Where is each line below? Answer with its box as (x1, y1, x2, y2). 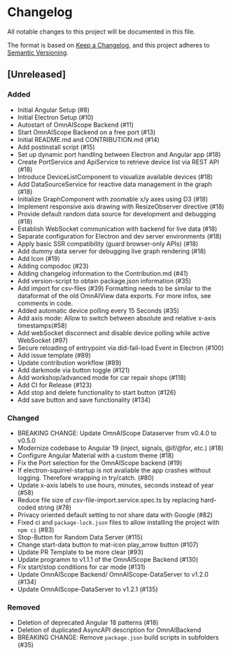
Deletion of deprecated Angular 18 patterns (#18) (17, 619, 159, 627)
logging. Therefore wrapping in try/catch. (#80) (17, 473, 154, 481)
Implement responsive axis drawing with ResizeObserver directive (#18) (17, 202, 225, 211)
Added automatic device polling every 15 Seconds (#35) (17, 306, 180, 315)
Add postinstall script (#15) (17, 143, 96, 151)
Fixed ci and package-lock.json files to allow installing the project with (17, 518, 220, 526)
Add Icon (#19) (17, 254, 61, 262)
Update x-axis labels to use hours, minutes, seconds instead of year (17, 481, 214, 489)
